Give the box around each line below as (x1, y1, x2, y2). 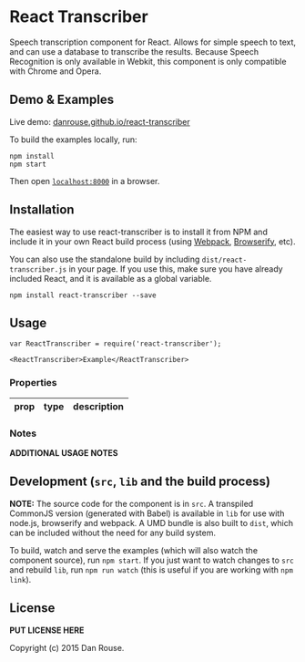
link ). (9, 574, 32, 584)
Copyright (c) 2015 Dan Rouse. (9, 642, 125, 653)
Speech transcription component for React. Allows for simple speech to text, (9, 36, 297, 47)
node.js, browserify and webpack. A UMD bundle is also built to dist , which (9, 517, 294, 528)
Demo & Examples (9, 92, 115, 108)
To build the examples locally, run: (9, 134, 138, 145)
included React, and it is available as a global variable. (9, 273, 212, 284)
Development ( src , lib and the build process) (9, 474, 271, 490)
